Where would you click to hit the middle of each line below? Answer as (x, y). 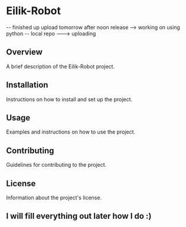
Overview (25, 52)
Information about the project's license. (54, 197)
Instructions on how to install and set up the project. (69, 99)
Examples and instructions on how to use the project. (71, 132)
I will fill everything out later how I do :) (79, 216)
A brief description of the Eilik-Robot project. (61, 66)
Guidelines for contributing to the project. (56, 165)
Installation (27, 85)
